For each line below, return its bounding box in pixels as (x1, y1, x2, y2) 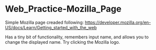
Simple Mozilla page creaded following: (5, 19, 84, 25)
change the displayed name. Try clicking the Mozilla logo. (5, 39, 121, 45)
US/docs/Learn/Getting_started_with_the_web (5, 24, 97, 30)
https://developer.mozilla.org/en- (85, 19, 151, 25)
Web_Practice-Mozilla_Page (5, 3, 121, 15)
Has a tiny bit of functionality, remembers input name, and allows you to (5, 34, 149, 40)
